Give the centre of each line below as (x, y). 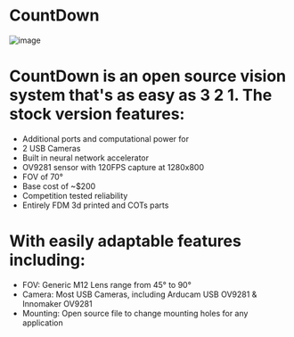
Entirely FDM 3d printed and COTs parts (95, 205)
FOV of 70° (43, 177)
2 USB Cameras (51, 148)
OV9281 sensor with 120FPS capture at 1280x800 (113, 167)
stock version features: (97, 115)
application (43, 323)
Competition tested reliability (75, 195)
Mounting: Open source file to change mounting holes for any (135, 313)
